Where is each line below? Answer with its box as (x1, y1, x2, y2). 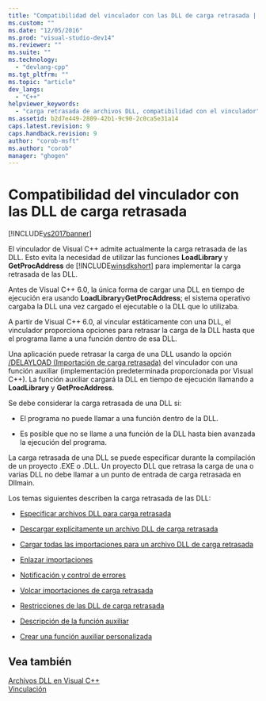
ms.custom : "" (8, 19, 55, 27)
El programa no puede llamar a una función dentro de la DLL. (19, 414, 219, 423)
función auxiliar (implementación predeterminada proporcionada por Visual (8, 366, 253, 376)
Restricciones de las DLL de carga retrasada (19, 601, 165, 611)
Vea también (8, 655, 72, 668)
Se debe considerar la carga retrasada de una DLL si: (8, 398, 182, 408)
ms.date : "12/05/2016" (8, 26, 83, 34)
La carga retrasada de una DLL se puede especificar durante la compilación (8, 453, 256, 462)
